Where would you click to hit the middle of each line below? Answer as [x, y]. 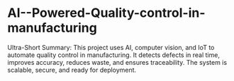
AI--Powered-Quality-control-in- [106, 13]
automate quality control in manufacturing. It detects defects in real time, [113, 55]
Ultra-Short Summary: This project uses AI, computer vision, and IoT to [111, 47]
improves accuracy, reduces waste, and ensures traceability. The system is [117, 62]
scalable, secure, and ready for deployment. [72, 70]
